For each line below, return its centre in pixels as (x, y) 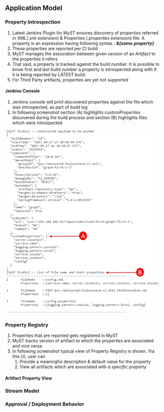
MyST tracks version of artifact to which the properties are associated (83, 341)
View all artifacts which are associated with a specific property (83, 367)
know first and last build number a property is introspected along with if (84, 69)
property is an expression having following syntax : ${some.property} (83, 43)
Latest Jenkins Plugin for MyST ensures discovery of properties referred (85, 33)
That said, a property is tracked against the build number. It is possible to (86, 64)
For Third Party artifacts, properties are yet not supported (70, 80)
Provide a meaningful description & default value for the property (85, 362)
